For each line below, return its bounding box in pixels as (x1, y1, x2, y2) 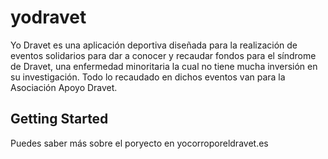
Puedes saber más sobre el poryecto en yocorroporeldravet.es (10, 137, 269, 149)
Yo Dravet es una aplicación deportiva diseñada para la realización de (10, 39, 298, 51)
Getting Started (10, 111, 109, 128)
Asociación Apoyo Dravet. (10, 81, 118, 93)
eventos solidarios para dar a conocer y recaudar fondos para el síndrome (10, 49, 317, 61)
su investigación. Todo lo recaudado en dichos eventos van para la (10, 71, 286, 83)
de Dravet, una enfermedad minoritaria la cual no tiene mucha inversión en (10, 60, 318, 72)
